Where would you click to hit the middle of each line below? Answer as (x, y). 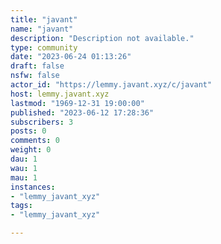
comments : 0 (35, 141)
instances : (33, 187)
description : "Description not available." (102, 38)
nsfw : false (35, 76)
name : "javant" (42, 29)
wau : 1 (24, 168)
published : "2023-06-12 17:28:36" (82, 112)
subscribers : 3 (42, 122)
